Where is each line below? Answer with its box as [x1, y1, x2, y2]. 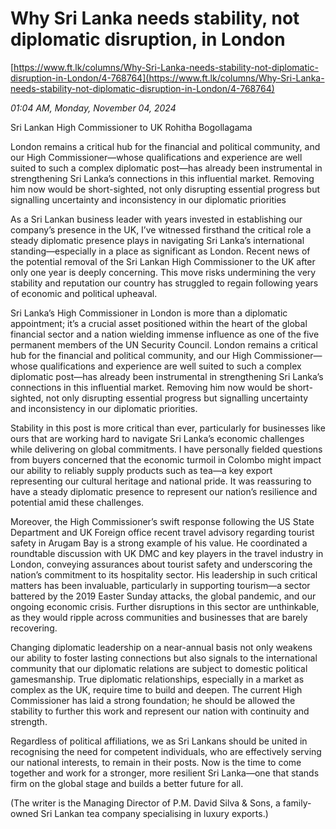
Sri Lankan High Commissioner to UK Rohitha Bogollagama [10, 121, 253, 133]
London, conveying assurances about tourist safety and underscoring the [10, 558, 313, 570]
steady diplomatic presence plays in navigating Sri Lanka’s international [10, 234, 305, 246]
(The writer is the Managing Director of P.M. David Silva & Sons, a [10, 797, 281, 809]
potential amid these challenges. [10, 496, 145, 508]
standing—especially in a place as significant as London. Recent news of [10, 245, 311, 257]
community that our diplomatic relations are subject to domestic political [10, 662, 308, 674]
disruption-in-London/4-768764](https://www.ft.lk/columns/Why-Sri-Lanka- [10, 72, 325, 84]
